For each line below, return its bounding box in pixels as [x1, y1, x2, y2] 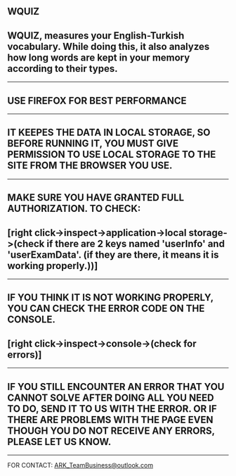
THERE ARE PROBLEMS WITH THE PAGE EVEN [7, 413, 214, 425]
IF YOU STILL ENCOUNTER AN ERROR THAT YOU [7, 380, 225, 393]
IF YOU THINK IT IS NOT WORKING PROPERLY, [7, 292, 214, 303]
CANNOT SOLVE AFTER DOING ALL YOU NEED [7, 392, 214, 403]
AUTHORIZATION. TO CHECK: [7, 203, 141, 215]
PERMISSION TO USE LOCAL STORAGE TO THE [7, 149, 216, 161]
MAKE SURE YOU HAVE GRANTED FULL [7, 192, 185, 203]
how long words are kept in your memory [7, 51, 190, 63]
